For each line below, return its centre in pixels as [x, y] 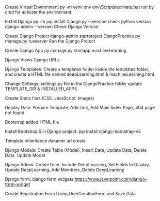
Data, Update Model [25, 155]
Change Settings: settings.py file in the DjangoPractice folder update [73, 84]
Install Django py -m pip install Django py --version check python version [78, 22]
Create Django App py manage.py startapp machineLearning [66, 50]
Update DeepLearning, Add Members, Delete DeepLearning [65, 170]
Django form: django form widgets [39, 179]
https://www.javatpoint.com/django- [111, 179]
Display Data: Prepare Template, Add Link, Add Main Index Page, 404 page [80, 108]
